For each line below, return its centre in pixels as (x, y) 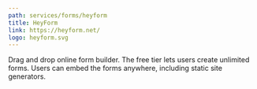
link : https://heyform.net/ (54, 30)
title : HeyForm (33, 23)
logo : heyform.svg (38, 37)
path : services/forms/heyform (58, 15)
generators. (27, 76)
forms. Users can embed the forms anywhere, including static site (115, 69)
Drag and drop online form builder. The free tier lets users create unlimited (129, 60)
